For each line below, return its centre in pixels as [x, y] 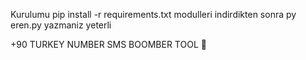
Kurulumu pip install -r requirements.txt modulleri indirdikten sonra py [153, 14]
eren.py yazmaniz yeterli [61, 25]
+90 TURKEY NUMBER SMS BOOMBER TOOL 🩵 [108, 44]
